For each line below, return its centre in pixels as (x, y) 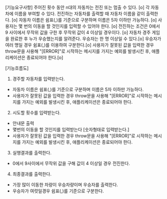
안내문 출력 (23, 123)
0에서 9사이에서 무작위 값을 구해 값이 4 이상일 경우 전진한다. (71, 163)
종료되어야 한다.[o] (45, 57)
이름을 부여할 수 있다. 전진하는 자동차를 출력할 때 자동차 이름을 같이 (79, 14)
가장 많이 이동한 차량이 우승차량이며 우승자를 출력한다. (65, 185)
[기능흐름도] (17, 68)
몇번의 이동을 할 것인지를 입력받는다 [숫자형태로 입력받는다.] (71, 130)
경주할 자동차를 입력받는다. (38, 79)
